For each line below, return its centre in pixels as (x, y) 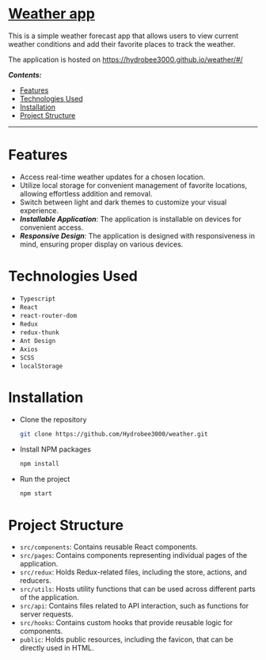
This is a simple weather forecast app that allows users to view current (123, 36)
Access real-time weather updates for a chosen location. (112, 177)
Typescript (38, 299)
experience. (39, 210)
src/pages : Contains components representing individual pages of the (133, 555)
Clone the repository (53, 419)
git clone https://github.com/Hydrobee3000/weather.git (114, 434)
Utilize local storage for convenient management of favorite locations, (133, 185)
